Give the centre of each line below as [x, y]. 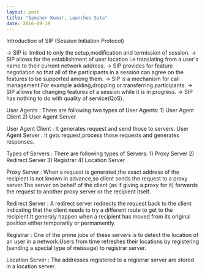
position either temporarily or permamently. [61, 223]
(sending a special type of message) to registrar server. [76, 248]
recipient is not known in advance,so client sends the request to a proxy [97, 179]
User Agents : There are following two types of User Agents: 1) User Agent [100, 110]
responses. [20, 142]
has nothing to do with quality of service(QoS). [65, 98]
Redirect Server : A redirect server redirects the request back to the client [99, 204]
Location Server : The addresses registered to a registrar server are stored [100, 260]
